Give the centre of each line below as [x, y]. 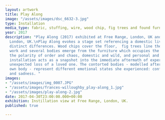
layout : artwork [22, 10]
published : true [22, 106]
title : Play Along [24, 14]
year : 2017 [16, 32]
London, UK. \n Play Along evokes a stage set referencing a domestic [81, 42]
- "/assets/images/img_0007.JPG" [39, 83]
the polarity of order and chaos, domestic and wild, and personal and [84, 55]
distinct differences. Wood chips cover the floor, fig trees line [81, 46]
